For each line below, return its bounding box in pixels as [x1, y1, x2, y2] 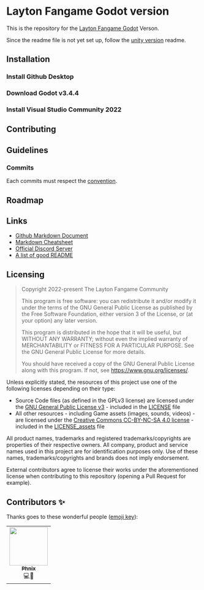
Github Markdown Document [15, 232, 89, 239]
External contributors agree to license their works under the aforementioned [6, 466, 198, 474]
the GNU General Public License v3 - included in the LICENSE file [15, 403, 181, 411]
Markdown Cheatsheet [15, 239, 74, 246]
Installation [6, 54, 50, 65]
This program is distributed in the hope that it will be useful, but [21, 329, 182, 336]
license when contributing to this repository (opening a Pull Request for [6, 472, 186, 480]
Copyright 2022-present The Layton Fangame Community [21, 286, 168, 293]
